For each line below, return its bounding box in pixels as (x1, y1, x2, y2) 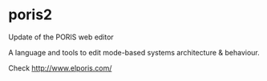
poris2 (8, 6, 53, 24)
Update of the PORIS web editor (8, 32, 114, 42)
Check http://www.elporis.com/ (8, 63, 112, 73)
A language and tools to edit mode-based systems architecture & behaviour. (8, 47, 260, 57)
